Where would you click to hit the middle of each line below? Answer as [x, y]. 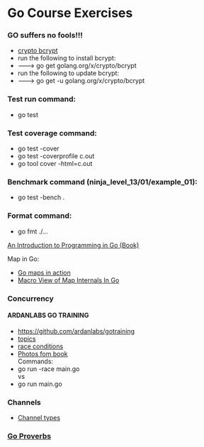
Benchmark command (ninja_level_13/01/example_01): [103, 182]
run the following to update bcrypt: [68, 73]
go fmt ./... [33, 231]
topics [27, 338]
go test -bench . [41, 197]
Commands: [35, 361]
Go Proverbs [29, 436]
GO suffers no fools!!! [45, 35]
